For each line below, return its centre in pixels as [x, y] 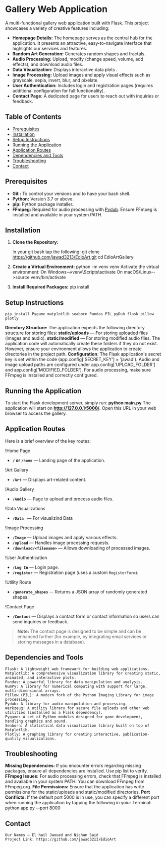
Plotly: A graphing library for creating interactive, [63, 734]
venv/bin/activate [48, 278]
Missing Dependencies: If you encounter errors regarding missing [73, 766]
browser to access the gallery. [36, 413]
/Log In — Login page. [36, 567]
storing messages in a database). [51, 642]
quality [13, 739]
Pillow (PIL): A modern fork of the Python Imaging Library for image [80, 695]
